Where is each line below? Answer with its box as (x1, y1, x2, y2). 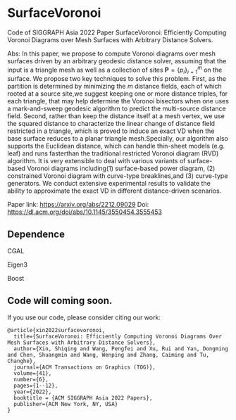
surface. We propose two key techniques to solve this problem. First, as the (7, 75, 227, 83)
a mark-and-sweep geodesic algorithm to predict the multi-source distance (7, 104, 227, 113)
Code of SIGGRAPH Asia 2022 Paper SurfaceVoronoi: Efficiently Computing (7, 28, 227, 37)
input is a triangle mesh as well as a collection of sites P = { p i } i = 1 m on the (7, 64, 223, 75)
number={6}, (13, 376, 49, 383)
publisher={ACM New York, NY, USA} (13, 401, 118, 408)
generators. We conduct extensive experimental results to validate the (7, 179, 211, 188)
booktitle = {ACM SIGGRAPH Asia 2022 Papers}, (13, 395, 153, 402)
